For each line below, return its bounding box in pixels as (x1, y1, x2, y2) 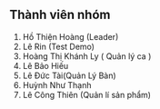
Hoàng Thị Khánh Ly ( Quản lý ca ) (22, 50, 152, 62)
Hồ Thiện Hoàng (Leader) (22, 31, 119, 42)
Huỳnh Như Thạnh (22, 79, 92, 90)
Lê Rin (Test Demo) (22, 41, 95, 52)
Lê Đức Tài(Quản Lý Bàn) (22, 70, 116, 81)
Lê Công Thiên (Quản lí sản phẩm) (22, 89, 152, 100)
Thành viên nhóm (9, 7, 111, 23)
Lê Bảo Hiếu (22, 60, 69, 71)
